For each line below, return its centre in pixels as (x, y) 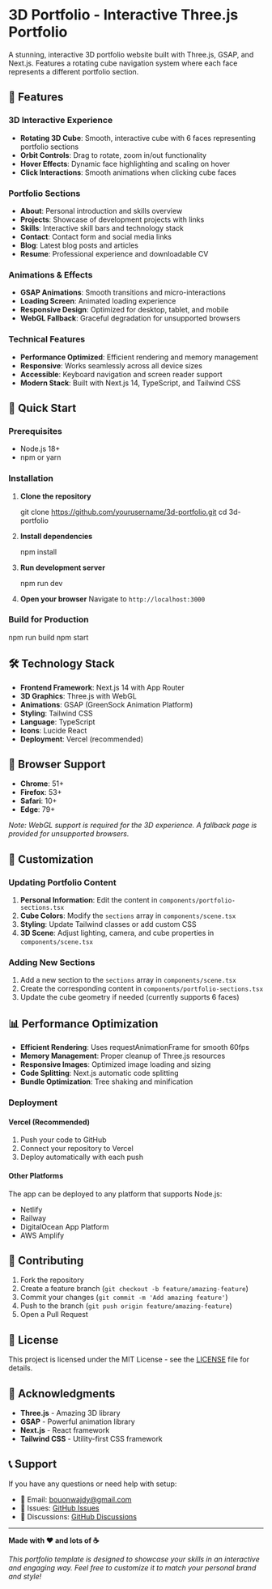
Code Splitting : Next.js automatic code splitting (100, 1073)
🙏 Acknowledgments (62, 1394)
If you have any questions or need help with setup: (93, 1484)
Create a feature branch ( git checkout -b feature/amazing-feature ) (134, 1289)
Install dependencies (56, 536)
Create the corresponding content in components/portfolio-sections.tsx (142, 988)
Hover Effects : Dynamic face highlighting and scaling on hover (125, 164)
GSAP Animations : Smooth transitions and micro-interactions (123, 292)
